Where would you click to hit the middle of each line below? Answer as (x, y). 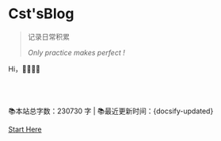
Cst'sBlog (41, 14)
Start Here (25, 129)
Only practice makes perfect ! (76, 52)
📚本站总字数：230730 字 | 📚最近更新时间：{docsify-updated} (111, 111)
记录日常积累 (48, 36)
